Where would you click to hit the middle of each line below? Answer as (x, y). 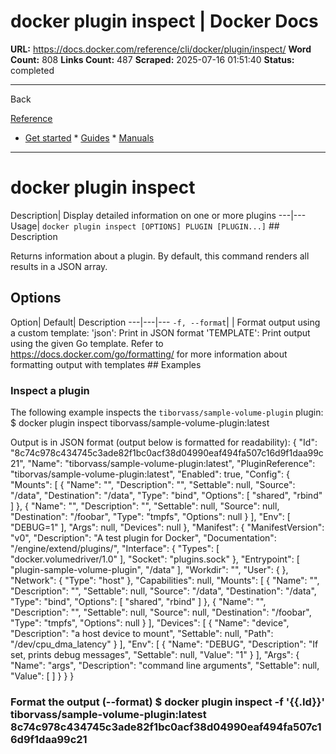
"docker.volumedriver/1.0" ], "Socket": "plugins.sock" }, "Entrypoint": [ (155, 559)
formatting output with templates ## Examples (106, 364)
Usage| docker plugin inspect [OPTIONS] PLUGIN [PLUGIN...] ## (145, 226)
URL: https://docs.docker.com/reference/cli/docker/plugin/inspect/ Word (161, 49)
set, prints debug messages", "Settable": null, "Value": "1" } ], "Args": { (155, 654)
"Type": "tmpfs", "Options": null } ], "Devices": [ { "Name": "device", (150, 622)
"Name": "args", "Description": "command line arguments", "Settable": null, (165, 665)
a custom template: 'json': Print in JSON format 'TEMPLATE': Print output (160, 332)
